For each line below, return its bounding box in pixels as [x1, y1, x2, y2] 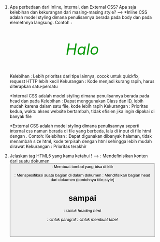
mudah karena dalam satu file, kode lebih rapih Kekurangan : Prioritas [9, 103, 148, 109]
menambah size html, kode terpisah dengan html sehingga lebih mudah [9, 138, 152, 144]
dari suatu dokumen [9, 158, 50, 164]
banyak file [9, 113, 32, 119]
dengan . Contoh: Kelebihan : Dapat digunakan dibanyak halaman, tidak [9, 133, 152, 139]
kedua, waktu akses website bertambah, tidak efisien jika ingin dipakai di [9, 109, 155, 114]
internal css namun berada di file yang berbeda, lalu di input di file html [9, 128, 151, 134]
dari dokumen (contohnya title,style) [50, 177, 115, 182]
